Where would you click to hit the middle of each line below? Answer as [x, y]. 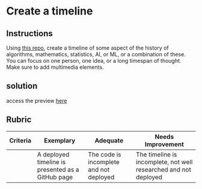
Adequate [109, 140]
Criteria [20, 140]
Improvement [164, 144]
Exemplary [60, 140]
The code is [105, 154]
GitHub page [55, 177]
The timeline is [157, 154]
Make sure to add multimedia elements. [55, 67]
